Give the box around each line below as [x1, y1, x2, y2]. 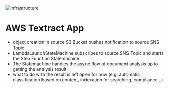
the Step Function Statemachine [12, 55, 80, 61]
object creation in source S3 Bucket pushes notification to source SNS [12, 39, 159, 45]
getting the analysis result [12, 66, 67, 72]
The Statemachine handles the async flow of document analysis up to [12, 61, 158, 67]
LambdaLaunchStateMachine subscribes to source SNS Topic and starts [12, 50, 164, 56]
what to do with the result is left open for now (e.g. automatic [12, 71, 140, 77]
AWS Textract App [5, 23, 85, 34]
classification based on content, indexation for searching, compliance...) [12, 76, 163, 83]
